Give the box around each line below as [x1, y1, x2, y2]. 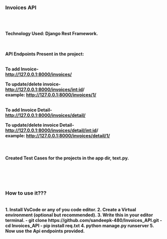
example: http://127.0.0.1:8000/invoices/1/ [5, 92, 97, 98]
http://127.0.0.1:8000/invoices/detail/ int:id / [5, 127, 98, 133]
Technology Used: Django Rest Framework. [5, 31, 98, 37]
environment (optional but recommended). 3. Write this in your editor [5, 212, 153, 218]
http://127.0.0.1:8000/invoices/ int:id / [5, 87, 85, 93]
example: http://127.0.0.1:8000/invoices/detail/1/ [5, 133, 110, 139]
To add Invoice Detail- [5, 107, 52, 113]
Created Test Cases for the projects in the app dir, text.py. [5, 155, 129, 161]
